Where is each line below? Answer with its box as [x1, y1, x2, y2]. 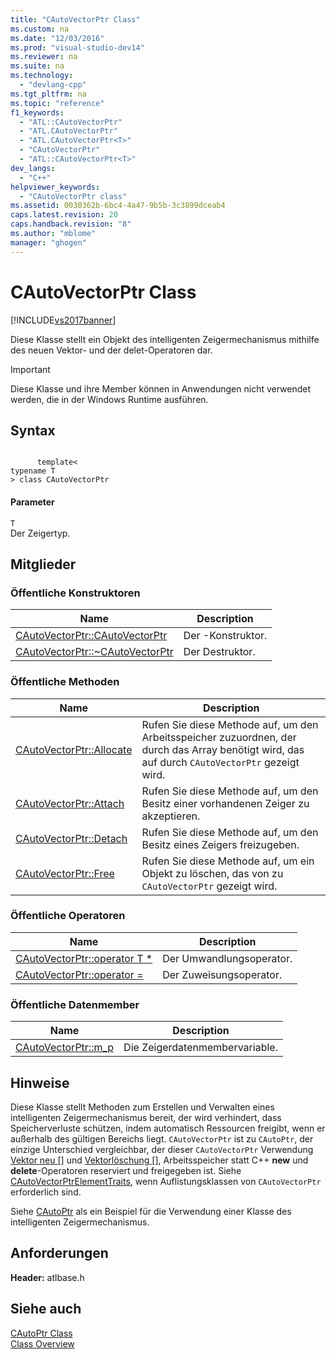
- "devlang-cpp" [19, 80, 87, 90]
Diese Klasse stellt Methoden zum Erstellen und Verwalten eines [10, 1101, 275, 1113]
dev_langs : [10, 163, 56, 173]
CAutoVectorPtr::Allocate [15, 742, 133, 756]
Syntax [10, 422, 56, 439]
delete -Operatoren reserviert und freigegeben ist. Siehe [10, 1164, 242, 1176]
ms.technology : [10, 71, 74, 81]
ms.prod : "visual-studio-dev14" [10, 42, 145, 53]
